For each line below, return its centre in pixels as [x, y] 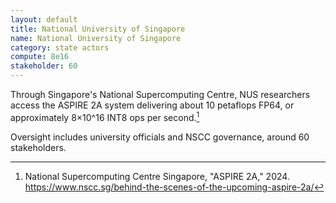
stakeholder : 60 [44, 66]
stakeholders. [38, 147]
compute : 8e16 [40, 57]
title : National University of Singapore [98, 29]
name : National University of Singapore [96, 38]
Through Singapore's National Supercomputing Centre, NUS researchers [160, 94]
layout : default [44, 19]
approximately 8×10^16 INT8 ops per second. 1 [105, 116]
